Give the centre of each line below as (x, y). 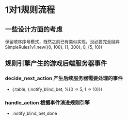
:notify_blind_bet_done (34, 113)
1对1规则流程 (30, 10)
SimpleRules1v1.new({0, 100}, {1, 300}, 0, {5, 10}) (54, 47)
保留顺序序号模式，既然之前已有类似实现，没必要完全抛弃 (62, 42)
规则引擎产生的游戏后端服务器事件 (56, 63)
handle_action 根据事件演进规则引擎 (48, 103)
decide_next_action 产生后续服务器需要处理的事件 (64, 79)
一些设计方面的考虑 (34, 29)
